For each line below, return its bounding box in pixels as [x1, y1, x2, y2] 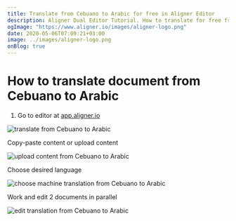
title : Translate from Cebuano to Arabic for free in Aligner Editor [7, 10, 216, 18]
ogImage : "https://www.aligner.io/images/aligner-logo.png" [7, 23, 188, 30]
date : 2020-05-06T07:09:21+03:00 [7, 29, 105, 37]
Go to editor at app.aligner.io [17, 111, 100, 119]
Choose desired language [7, 166, 82, 174]
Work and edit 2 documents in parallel [7, 192, 117, 201]
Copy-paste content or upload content [7, 138, 119, 147]
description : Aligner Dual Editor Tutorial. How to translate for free [7, 17, 221, 24]
